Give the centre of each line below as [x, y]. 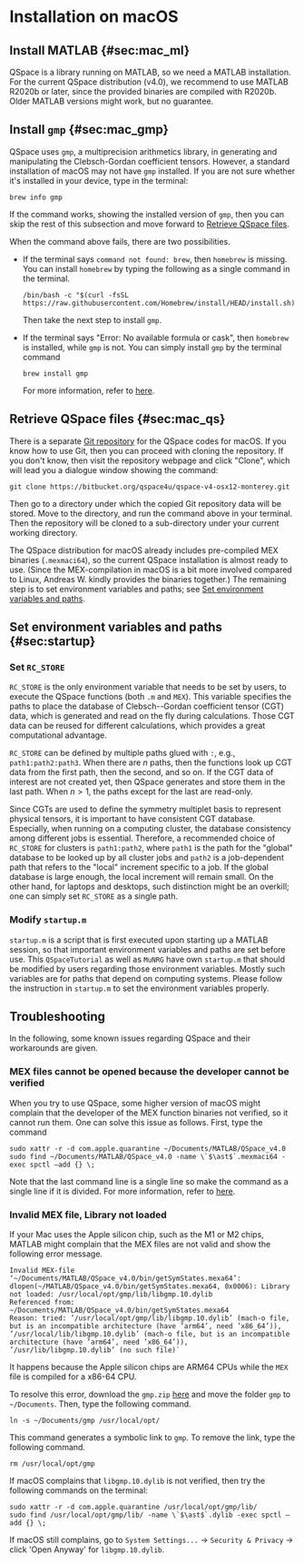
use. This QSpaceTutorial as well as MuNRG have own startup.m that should [147, 959]
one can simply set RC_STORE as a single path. [94, 896]
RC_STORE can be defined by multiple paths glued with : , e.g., [123, 753]
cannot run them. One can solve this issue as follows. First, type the [136, 1122]
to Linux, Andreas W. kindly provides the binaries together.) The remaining [148, 579]
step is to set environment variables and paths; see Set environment [137, 589]
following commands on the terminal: [78, 1490]
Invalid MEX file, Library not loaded [88, 1215]
